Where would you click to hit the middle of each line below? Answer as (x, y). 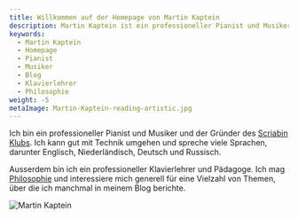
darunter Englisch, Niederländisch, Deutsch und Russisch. (115, 153)
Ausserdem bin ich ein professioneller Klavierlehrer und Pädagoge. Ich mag (147, 169)
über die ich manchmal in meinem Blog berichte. (98, 188)
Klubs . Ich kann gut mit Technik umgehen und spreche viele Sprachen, (138, 143)
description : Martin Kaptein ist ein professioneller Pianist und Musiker (150, 26)
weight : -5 (29, 100)
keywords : (27, 34)
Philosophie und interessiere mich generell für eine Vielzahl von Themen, (143, 179)
